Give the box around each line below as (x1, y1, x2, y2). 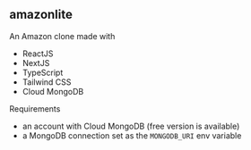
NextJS (22, 57, 50, 68)
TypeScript (22, 67, 64, 78)
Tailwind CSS (22, 76, 72, 87)
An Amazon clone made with (9, 30, 116, 41)
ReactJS (22, 48, 54, 59)
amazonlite (9, 7, 74, 22)
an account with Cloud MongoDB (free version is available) (22, 121, 240, 131)
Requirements (9, 103, 61, 114)
